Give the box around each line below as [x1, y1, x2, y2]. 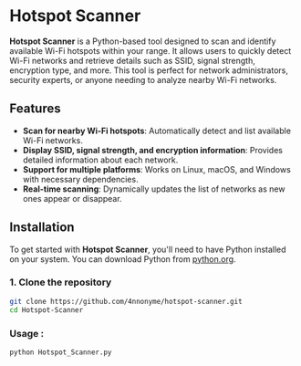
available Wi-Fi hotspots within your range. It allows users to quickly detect [9, 45, 292, 56]
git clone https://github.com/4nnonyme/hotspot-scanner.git [9, 297, 244, 306]
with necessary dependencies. [22, 173, 139, 184]
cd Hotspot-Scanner [9, 305, 84, 315]
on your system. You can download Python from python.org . [9, 253, 236, 265]
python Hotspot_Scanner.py [9, 348, 112, 357]
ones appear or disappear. [22, 193, 122, 204]
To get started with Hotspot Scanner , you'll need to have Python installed [9, 244, 286, 255]
